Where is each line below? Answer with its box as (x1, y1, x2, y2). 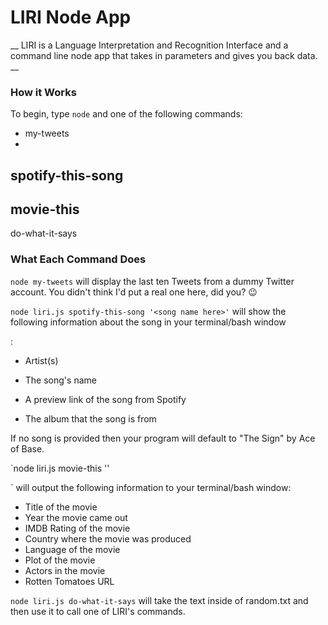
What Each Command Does (10, 252, 147, 266)
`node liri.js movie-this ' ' (10, 462, 110, 474)
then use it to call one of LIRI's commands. (10, 605, 186, 617)
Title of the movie (24, 501, 98, 513)
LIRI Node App (10, 6, 132, 29)
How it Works (10, 85, 77, 99)
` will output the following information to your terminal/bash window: (10, 481, 292, 493)
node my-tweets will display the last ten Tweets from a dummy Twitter (10, 275, 295, 287)
